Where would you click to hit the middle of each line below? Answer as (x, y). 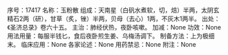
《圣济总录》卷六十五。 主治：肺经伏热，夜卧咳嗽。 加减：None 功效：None (114, 27)
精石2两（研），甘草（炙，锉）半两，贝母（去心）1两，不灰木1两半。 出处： (114, 19)
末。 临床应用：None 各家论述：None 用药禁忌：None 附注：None (102, 44)
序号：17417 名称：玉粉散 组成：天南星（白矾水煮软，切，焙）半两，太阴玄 (113, 10)
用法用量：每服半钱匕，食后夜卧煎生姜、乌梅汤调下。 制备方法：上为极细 (111, 36)
